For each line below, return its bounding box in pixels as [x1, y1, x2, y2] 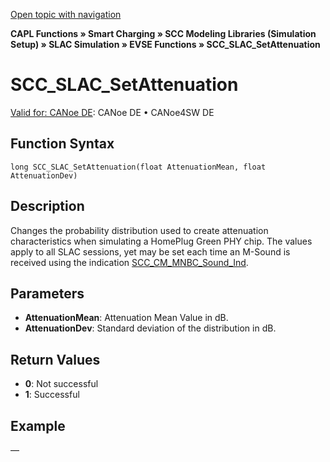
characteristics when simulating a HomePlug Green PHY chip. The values [10, 235, 313, 247]
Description [10, 198, 85, 215]
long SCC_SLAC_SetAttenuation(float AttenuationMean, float [10, 162, 267, 172]
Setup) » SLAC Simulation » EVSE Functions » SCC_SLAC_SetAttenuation [10, 39, 321, 50]
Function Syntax [10, 135, 115, 153]
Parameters [10, 285, 85, 302]
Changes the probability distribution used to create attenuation [10, 224, 269, 236]
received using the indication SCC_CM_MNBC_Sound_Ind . [10, 256, 249, 268]
